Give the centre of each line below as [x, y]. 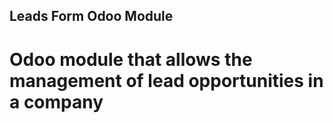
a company [56, 101]
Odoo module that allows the [131, 59]
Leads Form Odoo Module [91, 16]
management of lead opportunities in [166, 80]
